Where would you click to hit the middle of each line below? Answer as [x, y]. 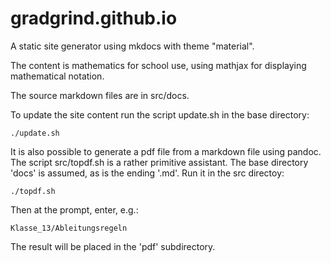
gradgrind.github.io [94, 18]
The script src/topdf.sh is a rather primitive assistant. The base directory [159, 162]
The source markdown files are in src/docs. [100, 95]
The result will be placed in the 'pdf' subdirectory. [113, 246]
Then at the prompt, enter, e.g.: [74, 209]
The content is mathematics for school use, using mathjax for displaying [158, 65]
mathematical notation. [57, 76]
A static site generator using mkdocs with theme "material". [132, 46]
